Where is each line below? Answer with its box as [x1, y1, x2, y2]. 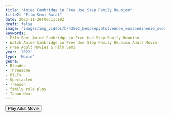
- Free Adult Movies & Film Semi [5, 45, 76, 50]
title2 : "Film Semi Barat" [5, 12, 62, 17]
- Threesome [5, 68, 30, 73]
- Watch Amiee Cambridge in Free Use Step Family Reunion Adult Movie [5, 40, 157, 45]
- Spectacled [5, 77, 33, 82]
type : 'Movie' [5, 54, 35, 59]
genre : [5, 59, 19, 64]
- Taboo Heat [5, 91, 33, 96]
